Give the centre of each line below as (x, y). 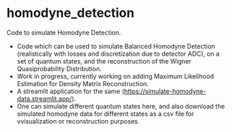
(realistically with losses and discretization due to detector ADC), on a (118, 54)
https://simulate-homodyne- (165, 91)
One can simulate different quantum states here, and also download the (121, 106)
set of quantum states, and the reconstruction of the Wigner (104, 61)
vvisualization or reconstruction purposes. (78, 121)
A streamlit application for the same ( (71, 91)
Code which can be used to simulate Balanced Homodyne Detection (116, 46)
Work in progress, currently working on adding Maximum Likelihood (115, 76)
